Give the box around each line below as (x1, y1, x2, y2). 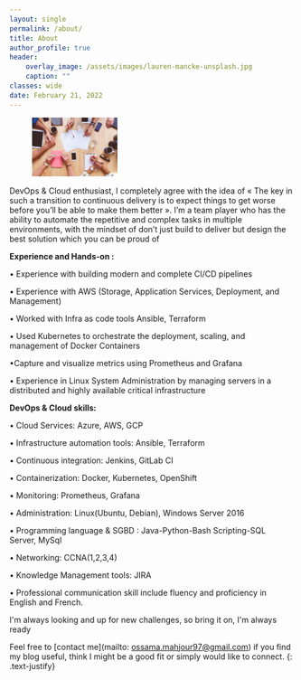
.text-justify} (9, 660, 56, 671)
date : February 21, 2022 (9, 90, 103, 99)
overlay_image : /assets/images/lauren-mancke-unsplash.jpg (25, 62, 253, 71)
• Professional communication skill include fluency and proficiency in (9, 587, 267, 598)
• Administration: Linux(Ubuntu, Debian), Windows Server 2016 (9, 507, 245, 518)
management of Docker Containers (9, 340, 140, 351)
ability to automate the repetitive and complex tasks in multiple (9, 213, 242, 225)
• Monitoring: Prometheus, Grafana (9, 489, 140, 501)
